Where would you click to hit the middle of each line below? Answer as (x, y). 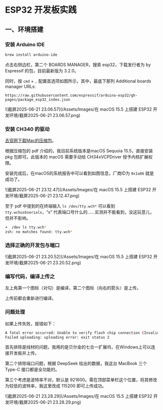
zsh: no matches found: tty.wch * (39, 232)
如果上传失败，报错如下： (31, 324)
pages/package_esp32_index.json (38, 99)
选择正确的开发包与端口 (32, 245)
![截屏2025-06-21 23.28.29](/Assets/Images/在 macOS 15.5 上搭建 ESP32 (79, 396)
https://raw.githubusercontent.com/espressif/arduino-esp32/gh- (71, 95)
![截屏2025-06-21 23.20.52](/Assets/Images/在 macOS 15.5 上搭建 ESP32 (79, 257)
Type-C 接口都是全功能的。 (32, 370)
